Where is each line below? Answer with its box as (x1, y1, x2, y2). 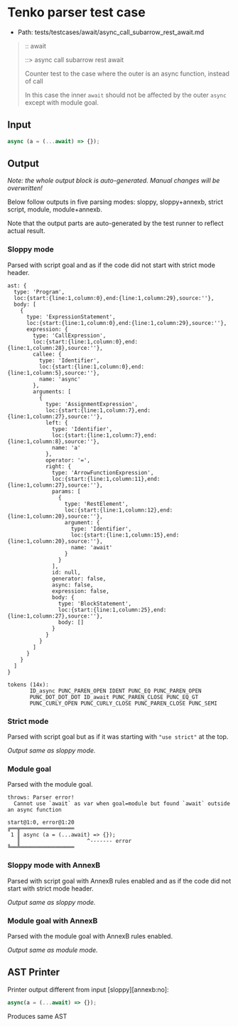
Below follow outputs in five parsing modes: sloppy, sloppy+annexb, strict (7, 197, 224, 207)
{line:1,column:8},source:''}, (7, 437, 100, 445)
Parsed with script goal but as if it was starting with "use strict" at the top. (7, 732, 229, 741)
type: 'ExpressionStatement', (26, 313, 116, 321)
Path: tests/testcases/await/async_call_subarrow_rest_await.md (17, 28, 205, 36)
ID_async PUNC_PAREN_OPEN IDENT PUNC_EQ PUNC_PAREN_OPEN (29, 687, 202, 695)
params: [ (52, 487, 81, 495)
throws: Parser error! (7, 794, 75, 802)
